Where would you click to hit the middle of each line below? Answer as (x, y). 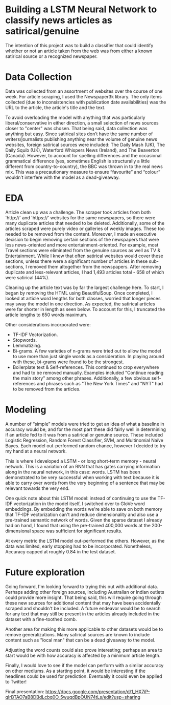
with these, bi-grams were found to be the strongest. (68, 362)
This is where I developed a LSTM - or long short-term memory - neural (81, 461)
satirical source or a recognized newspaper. (52, 56)
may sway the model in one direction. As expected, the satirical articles (80, 304)
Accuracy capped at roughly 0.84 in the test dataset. (61, 551)
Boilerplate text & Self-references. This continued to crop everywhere (86, 367)
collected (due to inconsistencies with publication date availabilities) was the (86, 102)
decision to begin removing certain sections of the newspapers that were (82, 239)
